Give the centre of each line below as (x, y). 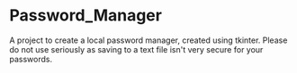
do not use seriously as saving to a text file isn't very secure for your (136, 49)
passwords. (31, 59)
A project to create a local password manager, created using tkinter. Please (148, 40)
